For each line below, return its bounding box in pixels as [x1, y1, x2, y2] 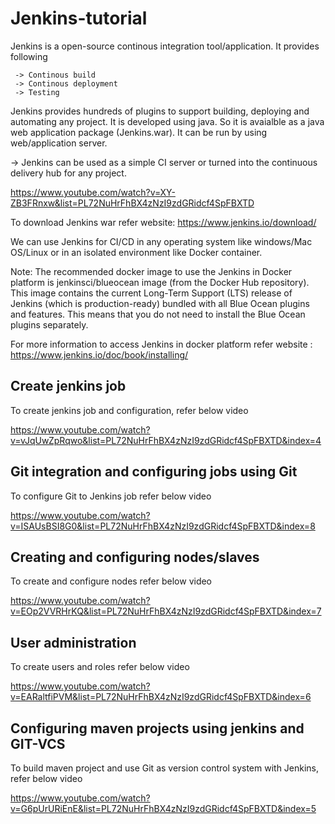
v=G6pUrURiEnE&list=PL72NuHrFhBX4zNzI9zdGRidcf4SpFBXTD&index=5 [10, 803, 317, 814]
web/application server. [10, 137, 108, 149]
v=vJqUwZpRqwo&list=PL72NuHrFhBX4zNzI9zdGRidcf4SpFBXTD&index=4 [10, 434, 322, 446]
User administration [10, 634, 137, 651]
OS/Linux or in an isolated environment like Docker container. [10, 246, 263, 258]
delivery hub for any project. [10, 167, 127, 179]
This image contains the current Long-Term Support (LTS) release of [10, 287, 293, 299]
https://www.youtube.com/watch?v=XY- [10, 186, 176, 198]
